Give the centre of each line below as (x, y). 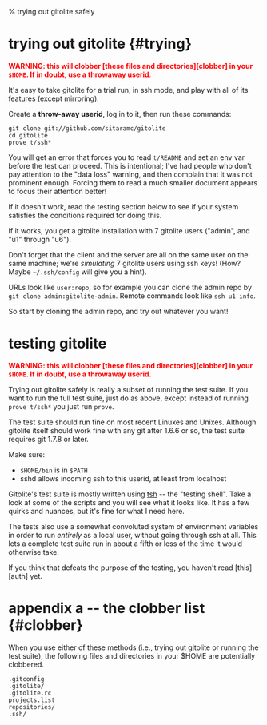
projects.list (32, 700)
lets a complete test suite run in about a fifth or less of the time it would (125, 544)
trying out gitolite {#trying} (100, 44)
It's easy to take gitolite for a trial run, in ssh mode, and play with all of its (128, 90)
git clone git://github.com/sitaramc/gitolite (87, 128)
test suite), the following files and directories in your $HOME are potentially (132, 655)
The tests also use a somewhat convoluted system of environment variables (133, 526)
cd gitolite (28, 135)
